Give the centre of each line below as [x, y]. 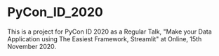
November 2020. [32, 46]
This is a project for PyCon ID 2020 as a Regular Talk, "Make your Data [109, 31]
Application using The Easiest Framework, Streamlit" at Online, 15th [105, 38]
